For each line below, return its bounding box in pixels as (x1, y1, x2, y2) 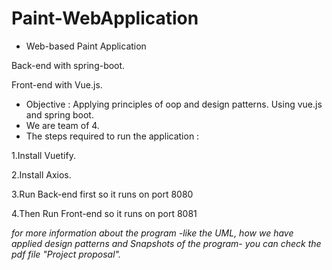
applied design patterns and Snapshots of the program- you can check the (11, 237, 322, 249)
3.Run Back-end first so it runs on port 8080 (11, 188, 194, 200)
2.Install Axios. (11, 168, 72, 181)
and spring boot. (25, 108, 94, 121)
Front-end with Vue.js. (11, 78, 103, 91)
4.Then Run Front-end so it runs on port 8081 (11, 207, 198, 219)
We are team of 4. (25, 119, 100, 131)
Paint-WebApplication (11, 7, 199, 30)
